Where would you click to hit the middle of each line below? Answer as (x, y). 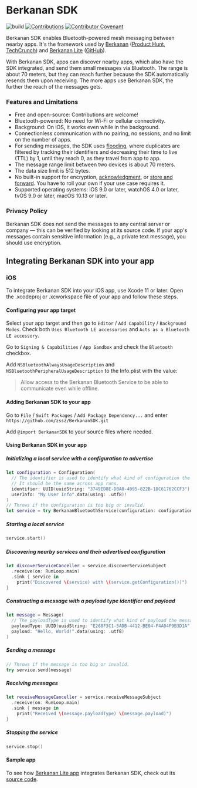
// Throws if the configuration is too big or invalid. (76, 506)
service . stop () (25, 746)
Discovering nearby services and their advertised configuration (86, 551)
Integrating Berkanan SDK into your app (80, 261)
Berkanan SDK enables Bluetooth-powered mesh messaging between (90, 38)
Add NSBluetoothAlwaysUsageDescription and (60, 365)
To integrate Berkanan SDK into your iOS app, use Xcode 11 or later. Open (95, 291)
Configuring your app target (41, 310)
